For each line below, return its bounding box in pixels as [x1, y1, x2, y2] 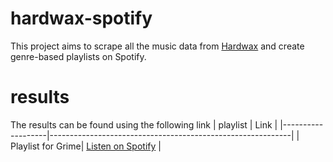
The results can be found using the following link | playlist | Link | [10, 118, 278, 131]
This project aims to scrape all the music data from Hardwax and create [10, 40, 305, 52]
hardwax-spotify [10, 7, 153, 30]
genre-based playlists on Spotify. [10, 50, 147, 62]
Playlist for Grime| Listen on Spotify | [10, 140, 162, 152]
